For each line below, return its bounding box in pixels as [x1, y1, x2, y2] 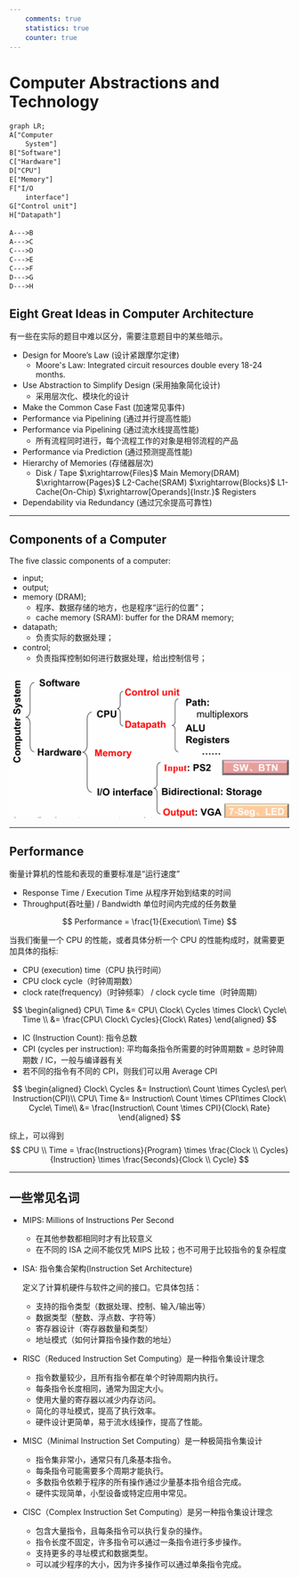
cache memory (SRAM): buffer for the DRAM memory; [35, 612, 234, 623]
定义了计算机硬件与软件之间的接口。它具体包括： [21, 1282, 202, 1292]
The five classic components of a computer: [9, 555, 171, 566]
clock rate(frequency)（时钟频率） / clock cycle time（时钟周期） [21, 987, 263, 998]
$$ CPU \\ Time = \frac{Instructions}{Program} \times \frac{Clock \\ [10, 1145, 259, 1155]
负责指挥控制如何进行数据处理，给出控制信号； [35, 652, 207, 663]
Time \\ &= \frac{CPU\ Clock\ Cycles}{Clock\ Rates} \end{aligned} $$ [21, 1014, 278, 1025]
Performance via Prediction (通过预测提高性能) [21, 447, 193, 457]
